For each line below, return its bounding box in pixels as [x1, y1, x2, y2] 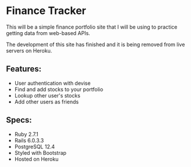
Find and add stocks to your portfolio [14, 86, 104, 93]
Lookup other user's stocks [14, 92, 80, 99]
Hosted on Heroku [14, 155, 59, 162]
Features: [6, 64, 42, 74]
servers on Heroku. [6, 47, 52, 54]
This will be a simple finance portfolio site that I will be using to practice [6, 23, 178, 30]
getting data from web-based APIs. [6, 29, 90, 36]
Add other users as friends [14, 98, 79, 105]
